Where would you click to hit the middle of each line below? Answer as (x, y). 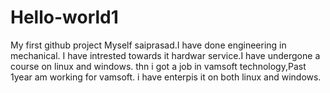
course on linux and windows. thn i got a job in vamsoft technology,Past (158, 66)
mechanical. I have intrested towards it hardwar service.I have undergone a (165, 55)
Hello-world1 (64, 17)
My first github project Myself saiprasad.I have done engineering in (148, 45)
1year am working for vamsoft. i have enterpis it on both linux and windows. (166, 77)
